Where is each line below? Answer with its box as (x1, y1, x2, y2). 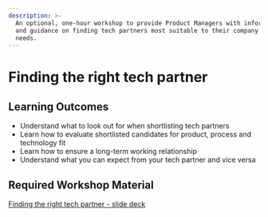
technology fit (19, 138, 66, 148)
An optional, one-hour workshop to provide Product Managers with (15, 19, 241, 27)
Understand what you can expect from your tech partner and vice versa (19, 155, 257, 164)
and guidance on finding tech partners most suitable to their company (15, 26, 259, 34)
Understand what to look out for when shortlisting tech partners (19, 121, 230, 131)
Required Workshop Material (8, 178, 154, 191)
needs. (15, 34, 37, 42)
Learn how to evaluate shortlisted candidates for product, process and (19, 129, 252, 140)
